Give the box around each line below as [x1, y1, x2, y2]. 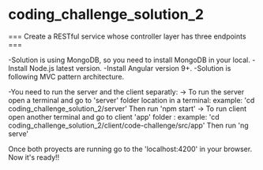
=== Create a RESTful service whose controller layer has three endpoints [8, 31, 246, 41]
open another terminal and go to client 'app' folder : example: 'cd [8, 112, 220, 121]
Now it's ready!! [8, 152, 60, 162]
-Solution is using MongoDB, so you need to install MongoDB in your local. [8, 55, 251, 65]
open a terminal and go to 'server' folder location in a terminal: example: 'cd [8, 95, 255, 105]
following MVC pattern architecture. [8, 72, 125, 81]
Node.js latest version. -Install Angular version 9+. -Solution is [28, 63, 231, 72]
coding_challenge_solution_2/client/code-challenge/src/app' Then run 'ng [8, 120, 249, 130]
